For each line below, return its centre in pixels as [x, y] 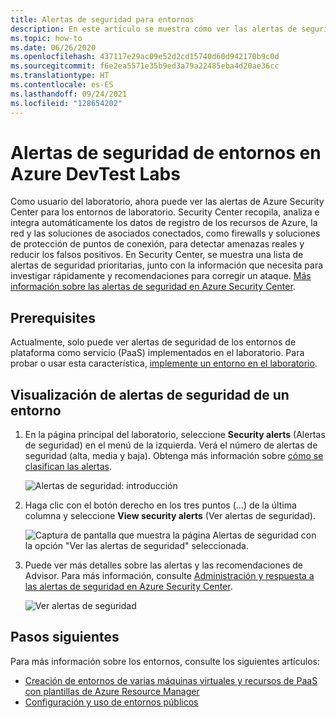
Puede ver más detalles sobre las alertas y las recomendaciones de [163, 565]
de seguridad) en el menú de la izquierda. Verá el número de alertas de [171, 445]
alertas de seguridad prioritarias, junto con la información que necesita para [167, 265]
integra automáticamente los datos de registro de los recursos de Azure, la [164, 223]
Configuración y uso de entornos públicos [111, 702]
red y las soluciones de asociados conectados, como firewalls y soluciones [165, 233]
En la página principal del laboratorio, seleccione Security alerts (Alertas [175, 435]
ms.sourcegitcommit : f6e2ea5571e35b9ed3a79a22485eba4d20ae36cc [145, 66]
